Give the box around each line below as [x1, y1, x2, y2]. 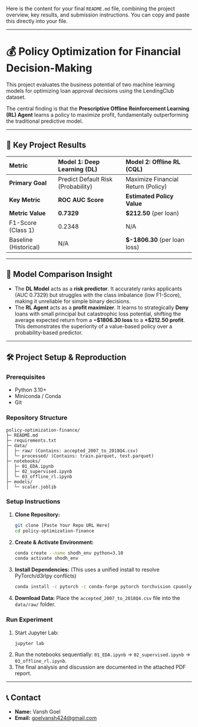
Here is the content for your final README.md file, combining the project [6, 5, 175, 12]
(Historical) [9, 243, 40, 251]
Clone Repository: [14, 511, 60, 518]
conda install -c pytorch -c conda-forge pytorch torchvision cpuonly [14, 584, 192, 590]
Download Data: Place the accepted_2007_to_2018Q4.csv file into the [14, 595, 180, 602]
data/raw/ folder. [14, 601, 56, 608]
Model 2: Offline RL [126, 158, 181, 166]
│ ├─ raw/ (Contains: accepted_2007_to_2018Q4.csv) [6, 448, 138, 454]
